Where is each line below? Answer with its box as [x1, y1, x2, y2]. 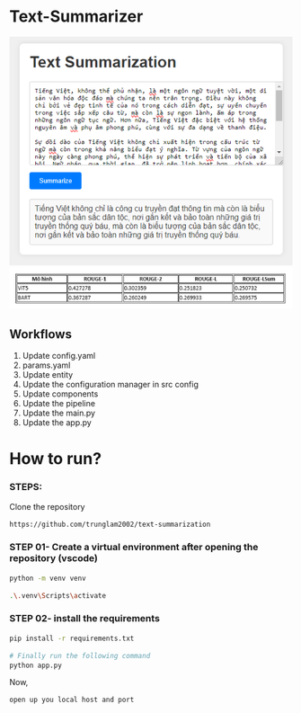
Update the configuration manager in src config [22, 379, 199, 390]
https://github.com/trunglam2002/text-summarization [9, 520, 211, 529]
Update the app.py [22, 417, 92, 428]
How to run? [9, 449, 102, 469]
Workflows [9, 326, 72, 342]
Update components [22, 388, 99, 399]
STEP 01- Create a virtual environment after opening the [9, 541, 259, 554]
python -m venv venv [9, 574, 87, 583]
